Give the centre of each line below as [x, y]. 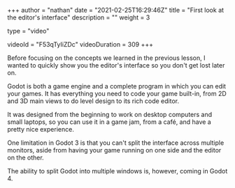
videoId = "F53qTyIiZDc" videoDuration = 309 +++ [80, 44]
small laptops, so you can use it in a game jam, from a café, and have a [109, 122]
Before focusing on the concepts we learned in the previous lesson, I [106, 58]
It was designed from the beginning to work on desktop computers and [110, 115]
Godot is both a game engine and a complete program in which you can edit [116, 86]
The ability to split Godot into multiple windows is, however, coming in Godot [117, 171]
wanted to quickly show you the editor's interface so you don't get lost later [116, 65]
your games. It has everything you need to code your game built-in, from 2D [117, 94]
